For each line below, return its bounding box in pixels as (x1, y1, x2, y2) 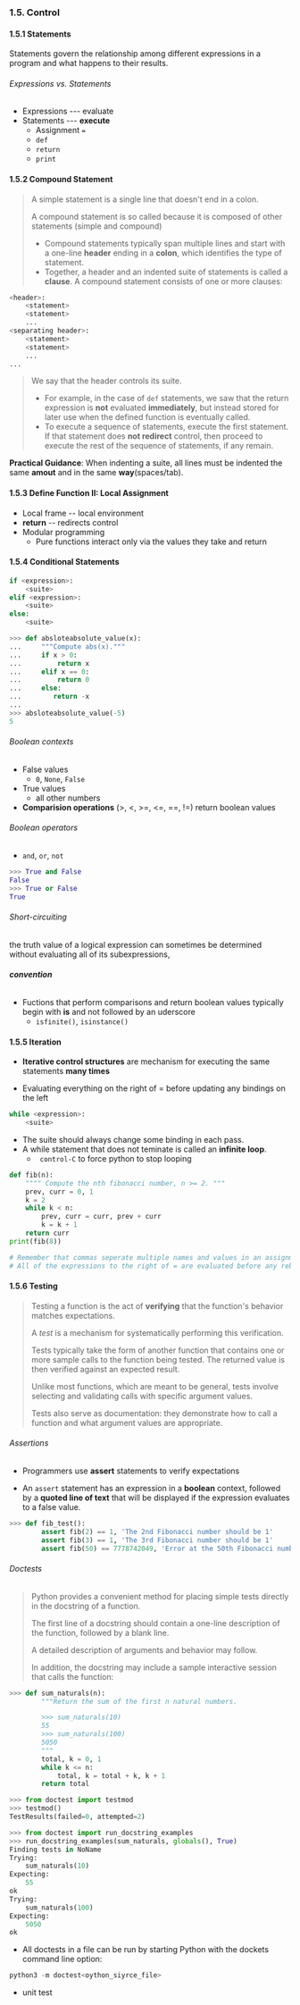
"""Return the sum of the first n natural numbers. (41, 1697, 238, 1706)
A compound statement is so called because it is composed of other (30, 211, 283, 222)
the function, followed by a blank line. (30, 1627, 170, 1638)
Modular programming (21, 526, 105, 537)
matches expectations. (30, 1310, 115, 1321)
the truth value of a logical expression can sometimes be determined (9, 939, 262, 950)
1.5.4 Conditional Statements (9, 557, 120, 567)
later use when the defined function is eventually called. (44, 412, 251, 423)
